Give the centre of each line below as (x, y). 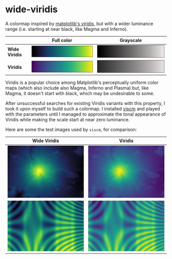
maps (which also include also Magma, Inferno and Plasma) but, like (77, 88)
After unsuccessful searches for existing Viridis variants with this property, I (85, 103)
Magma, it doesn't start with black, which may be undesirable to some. (80, 93)
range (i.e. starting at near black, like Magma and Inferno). (67, 29)
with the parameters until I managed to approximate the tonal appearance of (86, 114)
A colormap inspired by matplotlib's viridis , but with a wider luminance (79, 24)
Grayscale (131, 40)
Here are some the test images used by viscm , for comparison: (71, 129)
